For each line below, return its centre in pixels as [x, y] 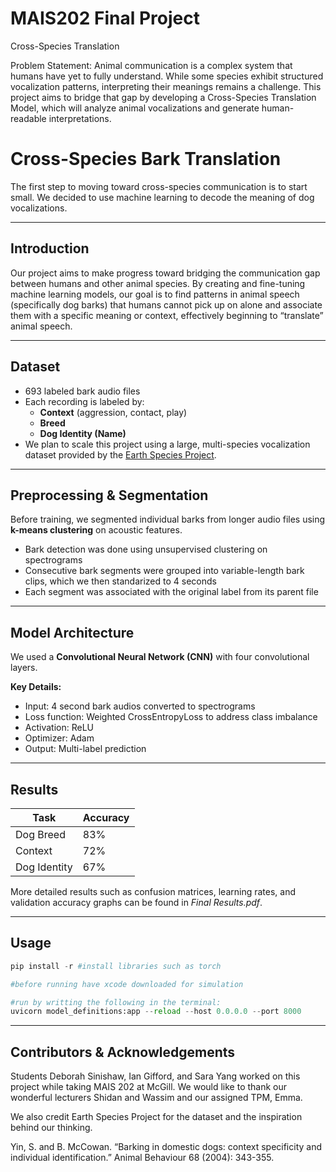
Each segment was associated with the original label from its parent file [171, 592]
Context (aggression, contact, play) [113, 412]
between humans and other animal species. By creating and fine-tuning [158, 283]
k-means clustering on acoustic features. [96, 530]
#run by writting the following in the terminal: [116, 1002]
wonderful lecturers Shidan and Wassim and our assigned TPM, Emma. [156, 1098]
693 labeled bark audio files [82, 391]
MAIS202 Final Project [105, 18]
